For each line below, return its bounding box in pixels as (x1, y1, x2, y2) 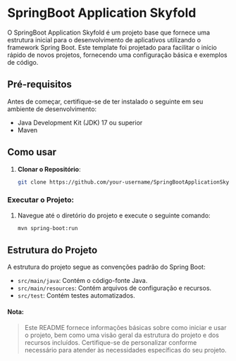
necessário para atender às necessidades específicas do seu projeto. (24, 346, 227, 354)
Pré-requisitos (7, 79, 73, 91)
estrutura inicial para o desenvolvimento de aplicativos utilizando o (7, 35, 201, 44)
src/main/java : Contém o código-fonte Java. (17, 277, 148, 285)
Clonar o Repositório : (17, 165, 81, 173)
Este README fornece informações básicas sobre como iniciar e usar (24, 323, 227, 331)
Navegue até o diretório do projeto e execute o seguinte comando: (17, 211, 211, 220)
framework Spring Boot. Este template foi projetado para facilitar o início (7, 43, 217, 51)
